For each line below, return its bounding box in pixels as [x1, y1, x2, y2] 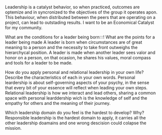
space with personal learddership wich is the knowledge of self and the [5, 95, 147, 101]
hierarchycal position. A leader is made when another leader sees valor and [5, 50, 156, 55]
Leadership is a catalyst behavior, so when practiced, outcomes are [5, 4, 140, 10]
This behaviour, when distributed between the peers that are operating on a [5, 15, 156, 20]
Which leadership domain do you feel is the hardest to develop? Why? [5, 110, 144, 116]
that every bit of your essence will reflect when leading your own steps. [5, 85, 147, 90]
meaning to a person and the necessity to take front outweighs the [5, 45, 138, 50]
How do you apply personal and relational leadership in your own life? [5, 69, 144, 75]
